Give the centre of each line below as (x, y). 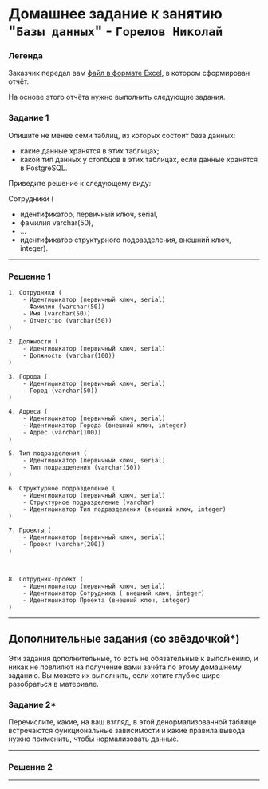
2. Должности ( (33, 342)
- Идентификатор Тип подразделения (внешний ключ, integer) (124, 509)
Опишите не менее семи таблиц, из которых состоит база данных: (122, 135)
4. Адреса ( (28, 412)
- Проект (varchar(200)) (64, 545)
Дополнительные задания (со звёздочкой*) (124, 639)
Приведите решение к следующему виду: (80, 183)
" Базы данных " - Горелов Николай (116, 31)
